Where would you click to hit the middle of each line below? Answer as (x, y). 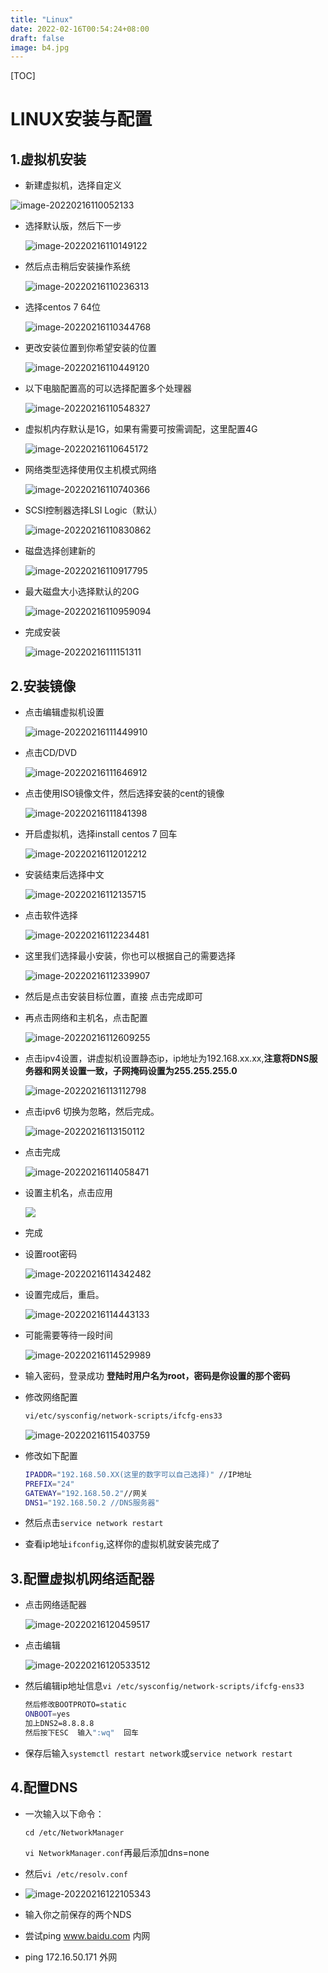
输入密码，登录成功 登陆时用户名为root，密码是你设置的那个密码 (157, 1376)
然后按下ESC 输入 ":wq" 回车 (81, 1732)
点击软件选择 (51, 915)
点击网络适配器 (55, 1605)
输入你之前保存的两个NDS (78, 1914)
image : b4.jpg (40, 47)
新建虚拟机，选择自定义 (73, 185)
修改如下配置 (51, 1455)
